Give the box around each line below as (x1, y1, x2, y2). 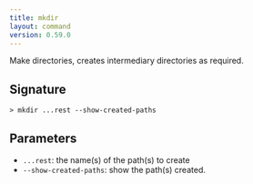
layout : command (9, 22, 71, 31)
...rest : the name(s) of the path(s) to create (22, 155, 190, 165)
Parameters (9, 130, 77, 146)
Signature (9, 81, 66, 97)
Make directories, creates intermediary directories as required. (9, 56, 244, 66)
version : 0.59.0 (9, 30, 71, 39)
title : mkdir (9, 13, 59, 23)
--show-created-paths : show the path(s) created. (22, 165, 207, 175)
